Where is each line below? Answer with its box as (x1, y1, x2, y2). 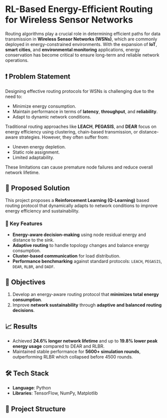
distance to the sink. (12, 236, 54, 243)
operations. (5, 57, 29, 63)
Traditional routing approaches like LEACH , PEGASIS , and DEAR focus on (5, 123, 156, 129)
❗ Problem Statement (5, 72, 71, 81)
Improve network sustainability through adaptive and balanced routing (12, 301, 162, 308)
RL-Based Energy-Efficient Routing (5, 3, 153, 15)
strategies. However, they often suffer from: (19, 134, 109, 140)
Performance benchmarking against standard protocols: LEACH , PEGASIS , (12, 258, 162, 264)
